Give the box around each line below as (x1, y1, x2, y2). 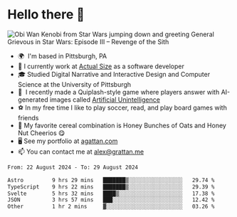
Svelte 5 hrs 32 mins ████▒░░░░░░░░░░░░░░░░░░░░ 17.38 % (7, 190, 215, 197)
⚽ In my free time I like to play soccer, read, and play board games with (17, 103, 228, 112)
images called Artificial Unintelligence (49, 95, 160, 104)
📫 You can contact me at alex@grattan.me (17, 147, 144, 156)
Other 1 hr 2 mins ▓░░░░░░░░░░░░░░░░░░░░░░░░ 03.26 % (7, 203, 215, 211)
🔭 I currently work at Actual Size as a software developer (17, 62, 185, 70)
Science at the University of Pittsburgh (17, 80, 132, 88)
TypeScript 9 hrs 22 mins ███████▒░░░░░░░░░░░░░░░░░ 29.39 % (7, 183, 215, 191)
